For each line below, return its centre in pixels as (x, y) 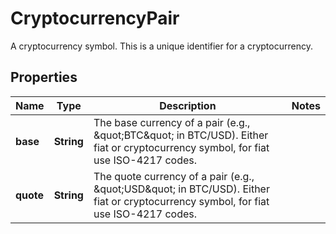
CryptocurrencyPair (95, 18)
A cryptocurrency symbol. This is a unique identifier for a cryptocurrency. (161, 46)
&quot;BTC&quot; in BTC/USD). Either (181, 135)
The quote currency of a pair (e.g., (174, 176)
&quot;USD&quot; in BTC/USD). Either (181, 189)
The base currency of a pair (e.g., (172, 122)
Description (188, 105)
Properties (44, 77)
